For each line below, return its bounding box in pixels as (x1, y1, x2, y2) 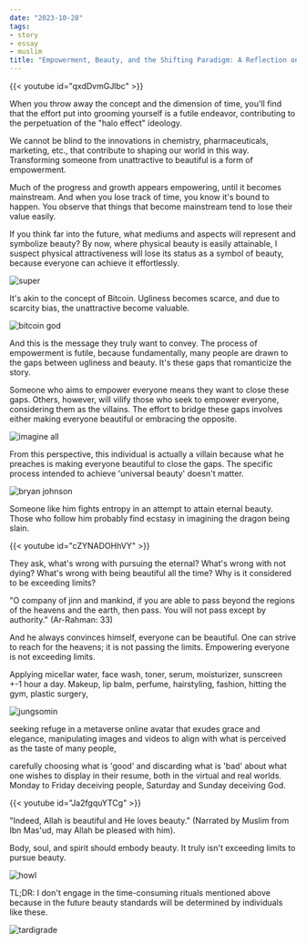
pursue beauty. (9, 852, 66, 863)
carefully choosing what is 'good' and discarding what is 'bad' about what (9, 761, 287, 771)
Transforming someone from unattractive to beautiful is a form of (9, 155, 253, 165)
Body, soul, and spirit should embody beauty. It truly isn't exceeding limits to (9, 843, 296, 853)
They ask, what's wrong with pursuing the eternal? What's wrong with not (9, 558, 287, 569)
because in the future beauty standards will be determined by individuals (9, 898, 283, 908)
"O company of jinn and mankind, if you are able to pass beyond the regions (9, 595, 296, 605)
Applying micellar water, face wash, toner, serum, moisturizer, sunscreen (9, 669, 283, 679)
